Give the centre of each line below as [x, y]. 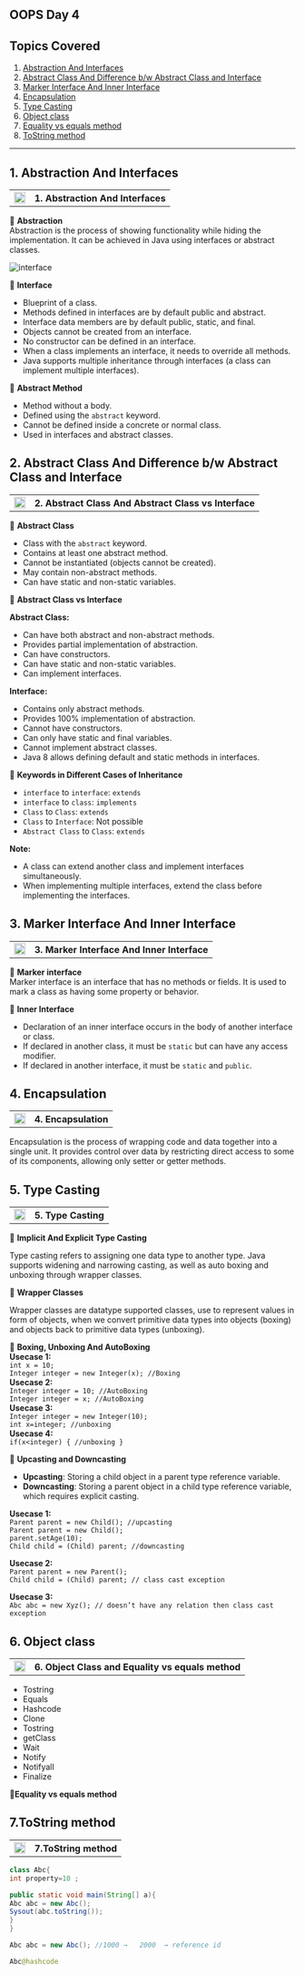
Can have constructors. [66, 653]
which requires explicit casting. [81, 1496]
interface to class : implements [80, 802]
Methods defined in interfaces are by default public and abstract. [144, 312]
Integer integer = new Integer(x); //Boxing [95, 1373]
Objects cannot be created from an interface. [107, 332]
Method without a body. [67, 406]
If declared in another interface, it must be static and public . [137, 1065]
